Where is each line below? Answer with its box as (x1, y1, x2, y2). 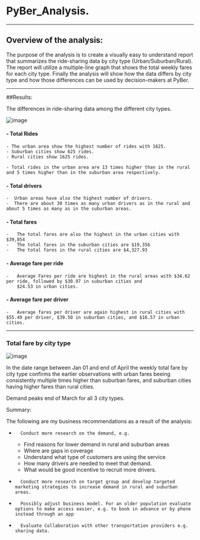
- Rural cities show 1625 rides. (6, 154, 89, 160)
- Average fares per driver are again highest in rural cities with (6, 309, 185, 315)
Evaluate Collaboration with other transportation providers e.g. (20, 523, 189, 529)
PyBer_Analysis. (6, 4, 89, 18)
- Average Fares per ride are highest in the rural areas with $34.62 (6, 273, 190, 279)
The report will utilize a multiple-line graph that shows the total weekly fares (6, 64, 192, 71)
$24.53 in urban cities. (17, 283, 79, 290)
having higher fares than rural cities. (6, 383, 95, 390)
